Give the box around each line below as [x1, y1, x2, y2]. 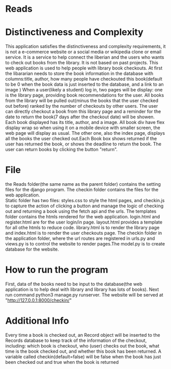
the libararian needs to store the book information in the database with [5, 70, 154, 77]
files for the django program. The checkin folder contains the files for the [5, 187, 159, 193]
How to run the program [5, 264, 108, 276]
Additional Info [5, 315, 69, 327]
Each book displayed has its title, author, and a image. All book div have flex [5, 119, 165, 126]
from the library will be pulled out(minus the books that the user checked [5, 97, 159, 104]
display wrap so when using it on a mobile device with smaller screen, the [5, 125, 161, 131]
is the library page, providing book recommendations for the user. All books [5, 92, 164, 99]
